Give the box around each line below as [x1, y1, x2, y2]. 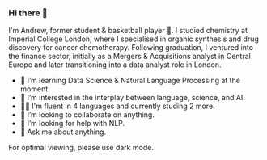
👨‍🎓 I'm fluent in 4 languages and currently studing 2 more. [19, 101, 216, 112]
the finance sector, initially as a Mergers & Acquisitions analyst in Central [8, 52, 251, 61]
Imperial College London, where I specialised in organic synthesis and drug [8, 34, 259, 44]
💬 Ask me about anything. [19, 127, 107, 137]
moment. [19, 84, 50, 94]
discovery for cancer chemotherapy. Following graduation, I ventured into [8, 43, 253, 53]
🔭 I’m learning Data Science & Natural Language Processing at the [19, 76, 241, 86]
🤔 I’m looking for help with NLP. [19, 119, 125, 128]
